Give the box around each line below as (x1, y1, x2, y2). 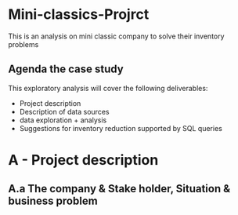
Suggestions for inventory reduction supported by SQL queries (19, 123, 223, 133)
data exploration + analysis (19, 115, 107, 125)
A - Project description (8, 151, 159, 169)
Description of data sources (19, 107, 110, 116)
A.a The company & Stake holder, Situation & (8, 182, 231, 195)
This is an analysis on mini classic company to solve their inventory (8, 31, 225, 41)
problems (8, 39, 39, 49)
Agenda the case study (8, 63, 124, 76)
